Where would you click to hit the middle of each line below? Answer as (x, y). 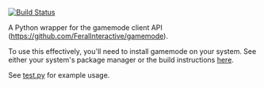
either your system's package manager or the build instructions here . (121, 60)
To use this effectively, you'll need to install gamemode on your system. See (132, 51)
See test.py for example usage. (59, 75)
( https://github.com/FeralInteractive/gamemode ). (88, 36)
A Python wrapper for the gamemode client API (85, 27)
